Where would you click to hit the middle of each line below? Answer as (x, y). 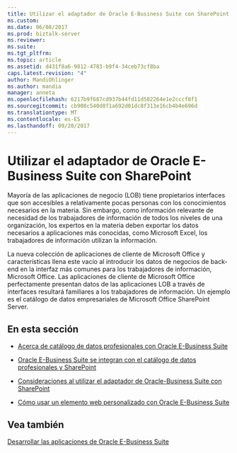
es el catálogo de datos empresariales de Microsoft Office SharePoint (109, 299)
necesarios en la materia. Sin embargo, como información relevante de (110, 210)
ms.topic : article (34, 60)
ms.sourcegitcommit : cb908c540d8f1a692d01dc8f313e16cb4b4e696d (103, 106)
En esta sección (43, 329)
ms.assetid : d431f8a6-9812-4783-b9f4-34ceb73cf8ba (83, 67)
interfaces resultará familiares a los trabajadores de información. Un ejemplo (119, 292)
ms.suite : (22, 47)
